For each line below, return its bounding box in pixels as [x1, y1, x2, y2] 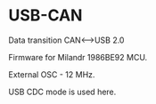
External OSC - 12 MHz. [8, 68, 95, 80]
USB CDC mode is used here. [8, 86, 117, 97]
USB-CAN [8, 5, 83, 26]
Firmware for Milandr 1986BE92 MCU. [8, 52, 148, 62]
